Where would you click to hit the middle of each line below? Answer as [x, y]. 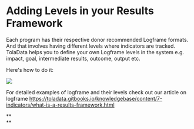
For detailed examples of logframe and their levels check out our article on [96, 92]
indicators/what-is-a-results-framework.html [60, 105]
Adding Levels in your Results [80, 11]
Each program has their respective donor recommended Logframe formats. [97, 39]
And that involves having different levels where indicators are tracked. [91, 46]
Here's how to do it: [30, 70]
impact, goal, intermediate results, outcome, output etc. [73, 58]
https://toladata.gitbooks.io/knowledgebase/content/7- [96, 98]
